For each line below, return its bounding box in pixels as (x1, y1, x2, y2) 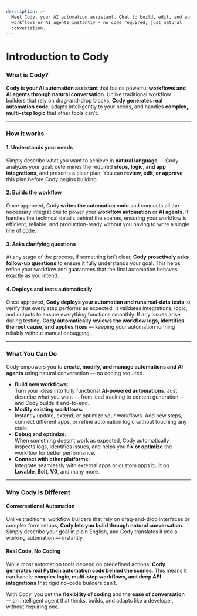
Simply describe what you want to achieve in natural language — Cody (6, 156, 179, 164)
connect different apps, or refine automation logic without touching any (14, 418, 187, 425)
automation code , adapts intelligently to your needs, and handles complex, (6, 103, 189, 110)
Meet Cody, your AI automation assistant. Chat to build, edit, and (11, 14, 182, 20)
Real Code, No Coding (6, 547, 61, 554)
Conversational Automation (6, 502, 75, 510)
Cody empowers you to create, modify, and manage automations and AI (6, 363, 184, 370)
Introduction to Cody (6, 50, 110, 63)
